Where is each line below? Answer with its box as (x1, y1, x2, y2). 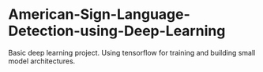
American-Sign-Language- (8, 5, 191, 23)
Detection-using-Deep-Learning (8, 22, 226, 40)
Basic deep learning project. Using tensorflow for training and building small (8, 48, 256, 57)
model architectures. (8, 56, 76, 66)
